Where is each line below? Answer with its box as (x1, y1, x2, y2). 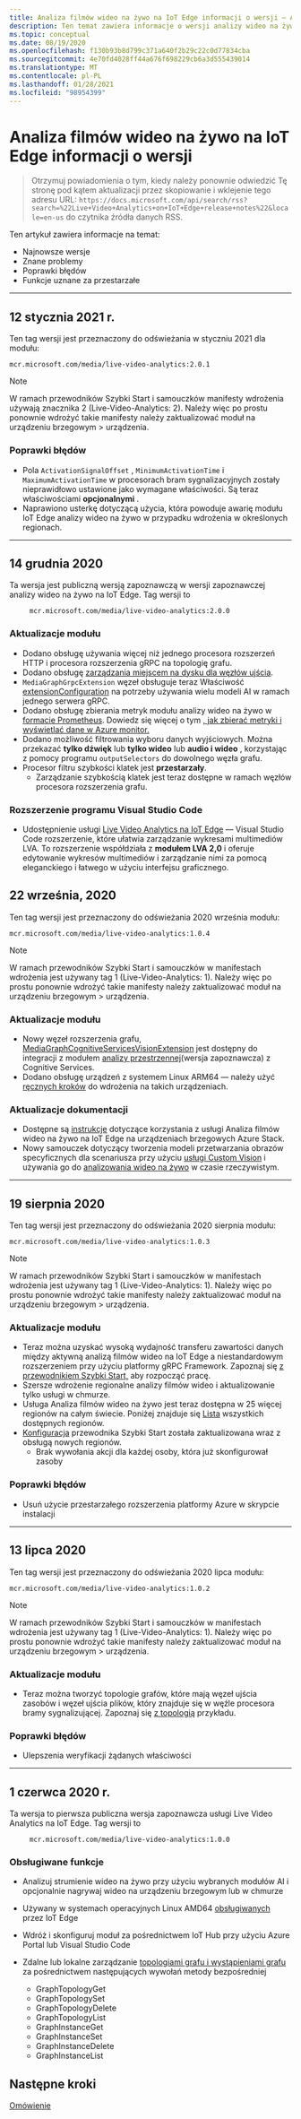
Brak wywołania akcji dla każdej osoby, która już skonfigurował (35, 1447, 269, 1457)
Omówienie (9, 2100, 51, 2111)
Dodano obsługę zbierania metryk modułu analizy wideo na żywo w (21, 705, 272, 715)
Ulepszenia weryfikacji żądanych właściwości (21, 1750, 192, 1761)
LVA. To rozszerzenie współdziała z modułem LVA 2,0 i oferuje (21, 843, 255, 853)
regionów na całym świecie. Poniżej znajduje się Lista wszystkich (21, 1408, 264, 1419)
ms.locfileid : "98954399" (9, 88, 106, 97)
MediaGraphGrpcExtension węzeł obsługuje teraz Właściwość (21, 676, 245, 687)
